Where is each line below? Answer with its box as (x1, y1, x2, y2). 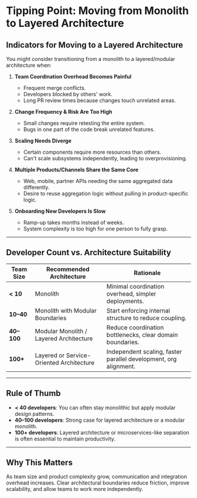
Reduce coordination (106, 323, 164, 331)
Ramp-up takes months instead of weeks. (23, 219, 124, 226)
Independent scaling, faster (106, 347, 182, 355)
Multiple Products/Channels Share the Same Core (14, 166, 139, 173)
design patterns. (14, 410, 55, 417)
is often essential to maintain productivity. (14, 435, 116, 442)
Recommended (46, 265, 90, 273)
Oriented (35, 358, 60, 367)
